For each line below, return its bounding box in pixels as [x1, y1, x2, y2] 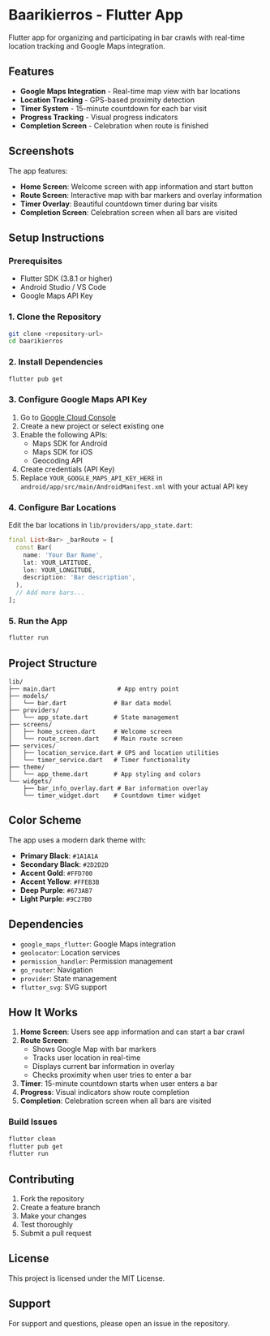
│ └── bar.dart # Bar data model [8, 699, 173, 707]
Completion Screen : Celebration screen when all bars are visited [19, 207, 238, 217]
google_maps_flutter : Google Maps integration [19, 939, 177, 949]
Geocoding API [32, 455, 84, 465]
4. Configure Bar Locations [8, 502, 117, 513]
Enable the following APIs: [19, 429, 108, 439]
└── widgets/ [8, 777, 53, 785]
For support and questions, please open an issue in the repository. [8, 1318, 230, 1328]
